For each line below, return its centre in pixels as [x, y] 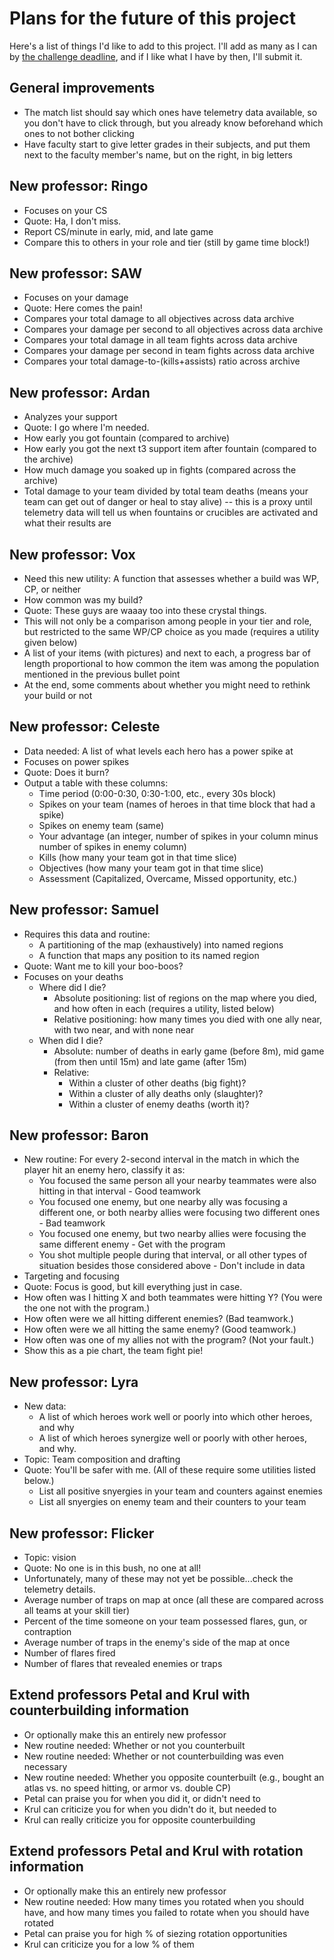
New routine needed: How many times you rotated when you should [164, 1901]
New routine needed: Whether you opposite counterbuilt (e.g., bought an [174, 1777]
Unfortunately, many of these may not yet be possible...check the [158, 1579]
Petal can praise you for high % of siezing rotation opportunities [155, 1933]
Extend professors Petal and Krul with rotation [156, 1851]
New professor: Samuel [84, 910]
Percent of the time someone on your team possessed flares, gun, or [165, 1621]
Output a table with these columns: [96, 783]
